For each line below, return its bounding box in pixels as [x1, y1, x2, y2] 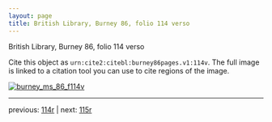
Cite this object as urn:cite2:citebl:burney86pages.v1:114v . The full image [8, 57, 260, 67]
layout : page [8, 11, 53, 20]
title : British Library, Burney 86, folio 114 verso [8, 19, 190, 27]
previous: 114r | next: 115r [8, 104, 92, 114]
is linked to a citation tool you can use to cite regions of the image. [8, 65, 230, 75]
